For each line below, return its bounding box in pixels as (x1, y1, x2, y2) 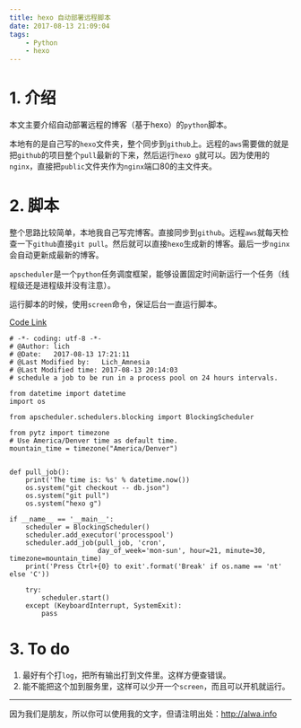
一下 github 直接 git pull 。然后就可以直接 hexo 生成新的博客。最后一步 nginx (16, 239, 290, 249)
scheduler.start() (41, 593, 110, 602)
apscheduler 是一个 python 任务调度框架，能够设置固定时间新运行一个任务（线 (9, 268, 289, 279)
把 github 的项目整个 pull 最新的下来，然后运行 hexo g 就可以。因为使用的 (9, 150, 271, 161)
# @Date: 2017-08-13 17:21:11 (9, 350, 130, 359)
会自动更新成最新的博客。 (9, 250, 104, 260)
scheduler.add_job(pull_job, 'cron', (25, 539, 167, 548)
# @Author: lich (9, 342, 70, 351)
